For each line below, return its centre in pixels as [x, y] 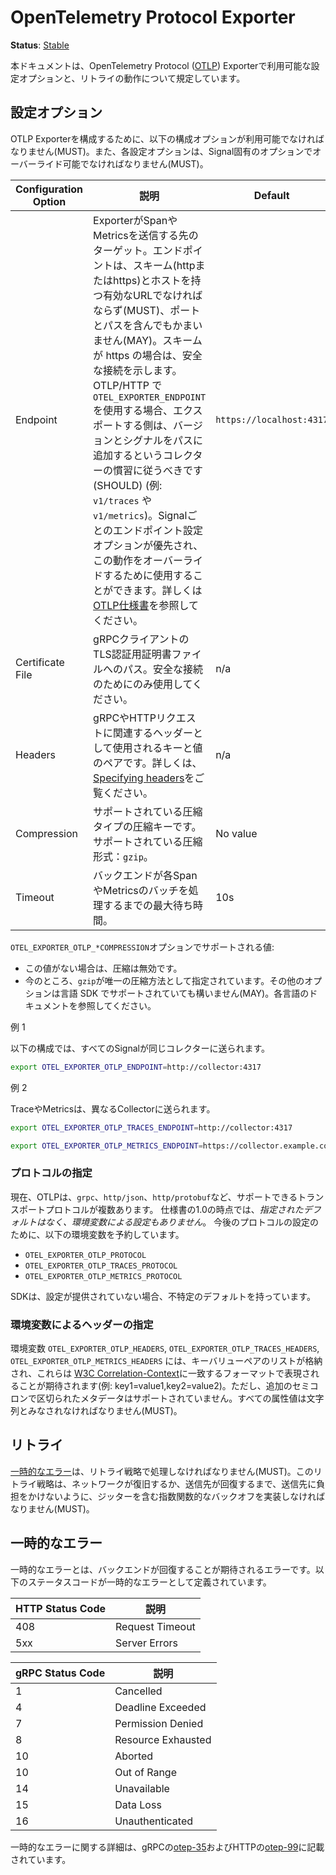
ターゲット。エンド [138, 250]
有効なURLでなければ [153, 295]
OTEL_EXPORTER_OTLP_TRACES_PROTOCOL [101, 1266]
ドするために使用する [143, 575]
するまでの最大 [138, 905]
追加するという [128, 455]
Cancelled [138, 1691]
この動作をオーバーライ [148, 560]
